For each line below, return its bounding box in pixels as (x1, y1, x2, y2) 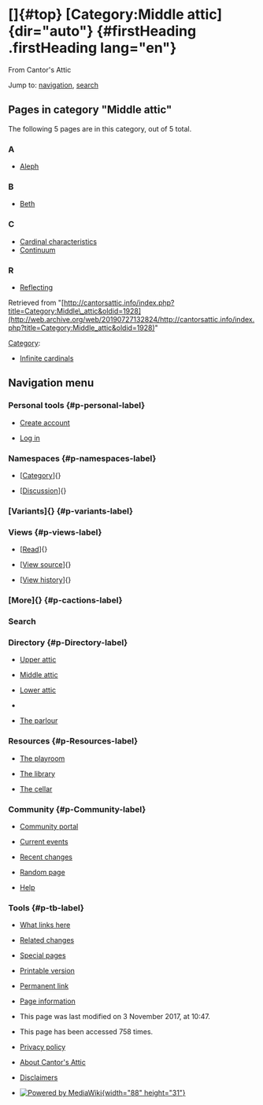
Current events (19, 836, 69, 846)
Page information (19, 996, 76, 1006)
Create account (19, 417, 71, 427)
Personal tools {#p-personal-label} (8, 400, 146, 411)
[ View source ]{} (19, 560, 72, 569)
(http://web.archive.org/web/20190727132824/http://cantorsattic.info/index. (8, 314, 255, 324)
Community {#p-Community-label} (8, 803, 146, 814)
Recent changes (19, 852, 73, 862)
